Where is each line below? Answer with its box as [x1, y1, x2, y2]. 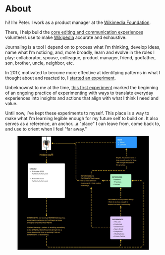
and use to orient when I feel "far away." [5, 126, 87, 132]
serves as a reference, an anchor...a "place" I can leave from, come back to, [5, 121, 161, 127]
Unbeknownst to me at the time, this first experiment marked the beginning [5, 84, 159, 90]
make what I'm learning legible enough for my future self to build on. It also [5, 115, 159, 121]
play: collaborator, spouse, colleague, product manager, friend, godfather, [5, 54, 156, 60]
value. [5, 100, 18, 106]
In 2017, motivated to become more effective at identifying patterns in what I [5, 69, 161, 75]
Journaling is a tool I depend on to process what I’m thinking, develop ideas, [5, 44, 161, 50]
